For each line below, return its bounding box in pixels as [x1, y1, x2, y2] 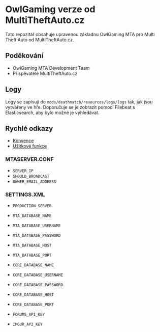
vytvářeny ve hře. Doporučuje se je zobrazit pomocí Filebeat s [5, 104, 136, 110]
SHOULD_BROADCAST [12, 174, 50, 179]
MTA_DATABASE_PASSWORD [12, 233, 61, 238]
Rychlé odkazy [5, 124, 53, 133]
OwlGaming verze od [5, 4, 95, 15]
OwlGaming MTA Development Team [12, 65, 90, 71]
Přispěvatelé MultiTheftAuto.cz [12, 70, 78, 76]
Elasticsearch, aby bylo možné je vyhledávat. [5, 109, 100, 116]
